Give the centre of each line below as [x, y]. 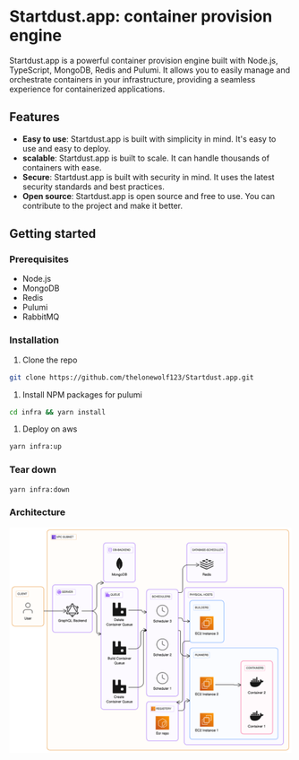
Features [34, 117]
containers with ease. [62, 167]
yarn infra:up [36, 447]
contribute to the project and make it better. [103, 205]
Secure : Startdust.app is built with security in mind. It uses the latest [148, 177]
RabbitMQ [41, 317]
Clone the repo [50, 360]
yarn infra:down [39, 489]
